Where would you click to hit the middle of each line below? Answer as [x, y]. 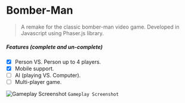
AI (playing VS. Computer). [48, 76]
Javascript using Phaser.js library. [62, 33]
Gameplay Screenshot [93, 95]
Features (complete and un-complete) [55, 47]
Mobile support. [34, 68]
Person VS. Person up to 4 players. [58, 62]
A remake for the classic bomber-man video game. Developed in [100, 27]
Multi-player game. [38, 82]
